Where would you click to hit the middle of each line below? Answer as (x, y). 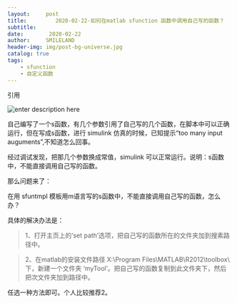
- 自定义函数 (37, 73)
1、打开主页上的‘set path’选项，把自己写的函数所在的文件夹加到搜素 (124, 235)
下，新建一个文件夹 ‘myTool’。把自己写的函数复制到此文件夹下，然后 (126, 268)
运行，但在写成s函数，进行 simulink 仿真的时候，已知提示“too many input (115, 133)
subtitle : (22, 27)
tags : (15, 61)
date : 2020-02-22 (44, 34)
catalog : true (29, 54)
